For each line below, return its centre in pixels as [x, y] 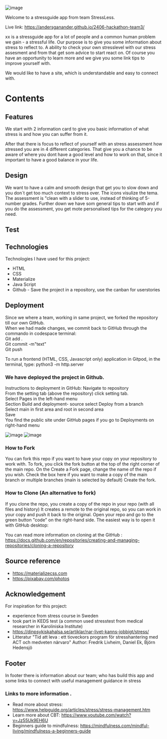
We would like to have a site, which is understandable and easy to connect [82, 73]
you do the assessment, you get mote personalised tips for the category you [83, 209]
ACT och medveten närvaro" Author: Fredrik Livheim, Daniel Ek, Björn [84, 643]
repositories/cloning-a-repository [39, 545]
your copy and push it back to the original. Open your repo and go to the [80, 514]
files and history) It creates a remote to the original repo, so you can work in [83, 509]
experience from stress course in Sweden [55, 616]
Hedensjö [22, 648]
